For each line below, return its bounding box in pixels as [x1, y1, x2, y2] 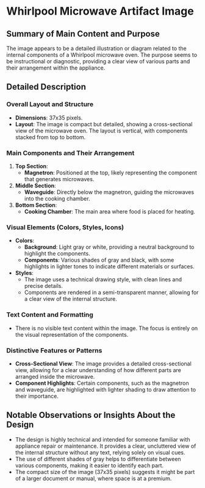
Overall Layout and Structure [6, 100, 93, 109]
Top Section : [15, 162, 48, 170]
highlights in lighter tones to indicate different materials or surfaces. [24, 263, 195, 270]
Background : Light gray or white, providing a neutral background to [24, 243, 195, 251]
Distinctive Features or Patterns [6, 346, 103, 354]
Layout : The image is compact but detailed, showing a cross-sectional [15, 120, 193, 127]
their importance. [15, 392, 59, 400]
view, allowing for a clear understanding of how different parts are [15, 366, 181, 373]
